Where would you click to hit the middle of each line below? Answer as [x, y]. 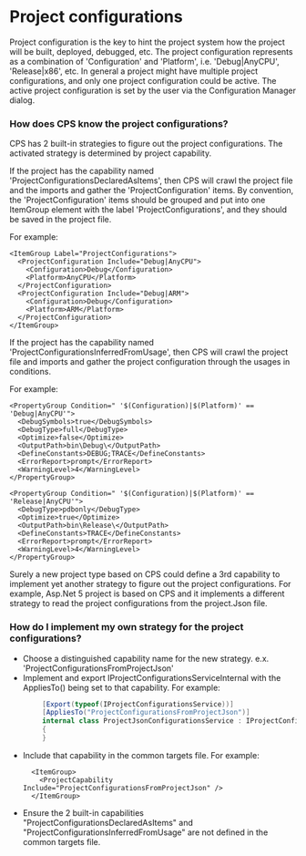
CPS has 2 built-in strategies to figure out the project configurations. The [146, 144]
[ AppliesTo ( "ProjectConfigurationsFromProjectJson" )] [146, 713]
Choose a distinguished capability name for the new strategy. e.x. [146, 658]
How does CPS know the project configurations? [119, 123]
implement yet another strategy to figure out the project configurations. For [150, 584]
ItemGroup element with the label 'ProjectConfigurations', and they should [148, 210]
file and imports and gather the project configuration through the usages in [150, 362]
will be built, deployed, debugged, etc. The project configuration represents [151, 51]
